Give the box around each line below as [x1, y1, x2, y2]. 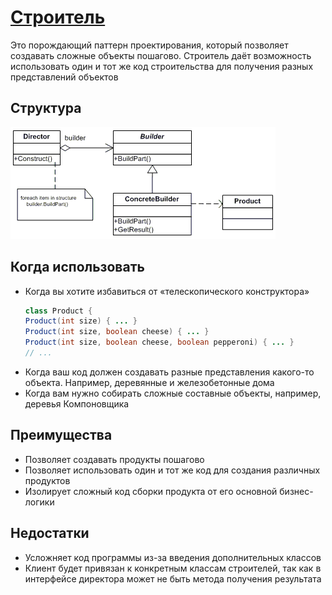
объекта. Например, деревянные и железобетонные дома [24, 376, 275, 388]
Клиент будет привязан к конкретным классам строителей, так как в [24, 562, 322, 574]
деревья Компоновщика [24, 397, 130, 410]
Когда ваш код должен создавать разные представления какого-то [24, 366, 315, 378]
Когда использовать [10, 259, 145, 276]
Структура [10, 100, 82, 117]
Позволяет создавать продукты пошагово [24, 453, 205, 465]
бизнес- [279, 485, 314, 497]
